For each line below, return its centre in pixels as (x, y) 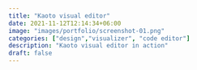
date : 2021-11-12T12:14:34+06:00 (65, 23)
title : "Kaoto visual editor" (60, 16)
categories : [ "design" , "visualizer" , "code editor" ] (99, 38)
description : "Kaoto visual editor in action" (88, 46)
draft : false (30, 53)
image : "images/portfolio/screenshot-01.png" (86, 31)
